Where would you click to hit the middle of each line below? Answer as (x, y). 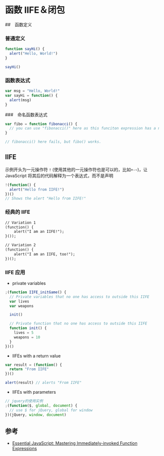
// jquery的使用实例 (24, 401)
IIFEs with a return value (36, 355)
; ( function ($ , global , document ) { (41, 405)
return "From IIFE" (29, 369)
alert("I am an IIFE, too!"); (45, 254)
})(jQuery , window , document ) (36, 415)
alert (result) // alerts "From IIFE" (43, 383)
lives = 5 (24, 333)
